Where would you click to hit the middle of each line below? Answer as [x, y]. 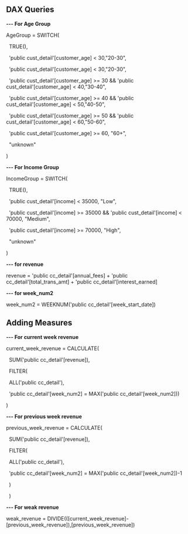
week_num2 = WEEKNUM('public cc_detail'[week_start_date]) [81, 304]
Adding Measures [39, 323]
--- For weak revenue [33, 507]
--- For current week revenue [42, 337]
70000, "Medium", [28, 218]
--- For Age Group [28, 23]
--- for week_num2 [30, 293]
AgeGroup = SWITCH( [33, 35]
